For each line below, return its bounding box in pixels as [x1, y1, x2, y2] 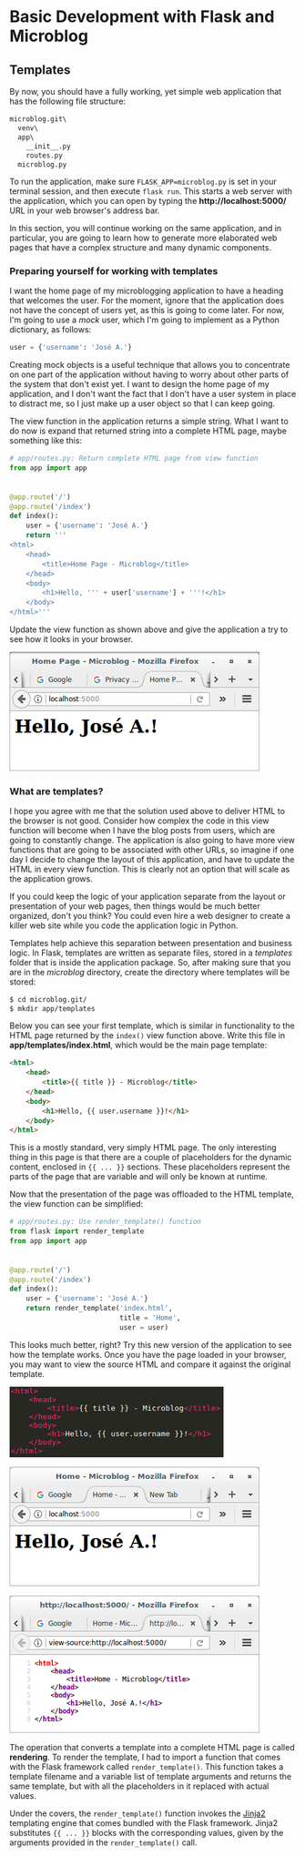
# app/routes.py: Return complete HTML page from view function [9, 454, 259, 464]
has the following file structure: [9, 96, 126, 107]
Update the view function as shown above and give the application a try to [9, 624, 289, 635]
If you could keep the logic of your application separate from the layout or [9, 891, 286, 903]
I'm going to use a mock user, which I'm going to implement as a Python [9, 314, 280, 325]
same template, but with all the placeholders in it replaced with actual [9, 1780, 269, 1791]
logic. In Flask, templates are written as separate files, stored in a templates [9, 947, 293, 958]
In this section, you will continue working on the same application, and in [9, 223, 282, 233]
